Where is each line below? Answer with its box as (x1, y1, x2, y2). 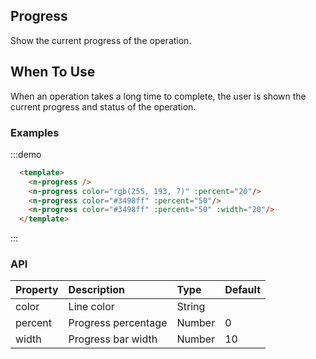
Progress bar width (68, 332, 158, 346)
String (176, 300, 206, 314)
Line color (68, 300, 115, 314)
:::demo (10, 148, 42, 160)
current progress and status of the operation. (10, 100, 197, 113)
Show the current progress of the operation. (10, 34, 192, 46)
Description (68, 283, 126, 297)
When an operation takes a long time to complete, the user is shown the (10, 90, 307, 102)
